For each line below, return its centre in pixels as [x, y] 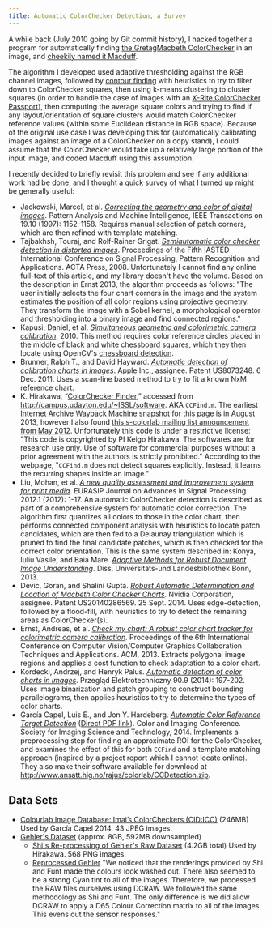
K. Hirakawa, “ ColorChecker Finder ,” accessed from [106, 396]
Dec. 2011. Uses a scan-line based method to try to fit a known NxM [133, 378]
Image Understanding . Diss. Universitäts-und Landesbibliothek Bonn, [135, 568]
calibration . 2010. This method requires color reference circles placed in [140, 335]
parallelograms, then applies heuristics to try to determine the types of [138, 697]
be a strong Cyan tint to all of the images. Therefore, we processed [144, 880]
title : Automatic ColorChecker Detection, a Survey [97, 16]
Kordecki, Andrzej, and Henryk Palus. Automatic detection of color [131, 671]
